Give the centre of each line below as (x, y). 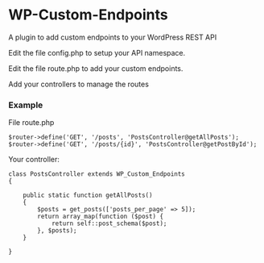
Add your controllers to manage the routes (78, 84)
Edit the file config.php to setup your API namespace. (97, 52)
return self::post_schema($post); (109, 223)
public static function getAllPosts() (88, 195)
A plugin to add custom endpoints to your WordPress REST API (113, 37)
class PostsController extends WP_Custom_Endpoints (97, 174)
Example (26, 105)
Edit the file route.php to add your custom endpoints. (96, 68)
